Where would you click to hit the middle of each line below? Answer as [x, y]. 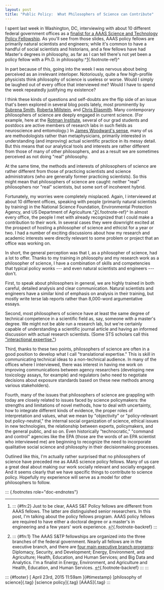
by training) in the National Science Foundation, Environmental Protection [79, 207]
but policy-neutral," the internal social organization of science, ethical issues [82, 421]
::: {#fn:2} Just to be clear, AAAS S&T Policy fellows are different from [82, 506]
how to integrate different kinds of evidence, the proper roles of [69, 410]
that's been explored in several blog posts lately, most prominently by [75, 104]
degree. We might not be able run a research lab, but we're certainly [74, 323]
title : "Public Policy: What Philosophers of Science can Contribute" [79, 14]
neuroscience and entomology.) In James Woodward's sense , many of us [79, 130]
